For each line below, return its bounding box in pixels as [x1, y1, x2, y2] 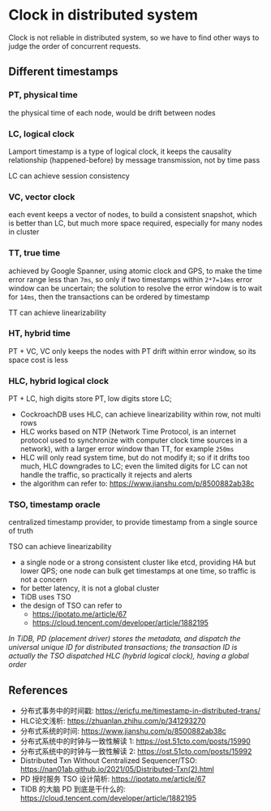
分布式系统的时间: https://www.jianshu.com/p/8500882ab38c [19, 726, 227, 736]
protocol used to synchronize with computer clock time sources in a [19, 435, 247, 445]
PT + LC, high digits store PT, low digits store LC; [8, 394, 172, 403]
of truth [8, 526, 34, 536]
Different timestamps [8, 65, 119, 79]
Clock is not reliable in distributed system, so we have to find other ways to [8, 33, 260, 42]
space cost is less [8, 355, 69, 364]
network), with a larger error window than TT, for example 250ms [19, 444, 234, 454]
